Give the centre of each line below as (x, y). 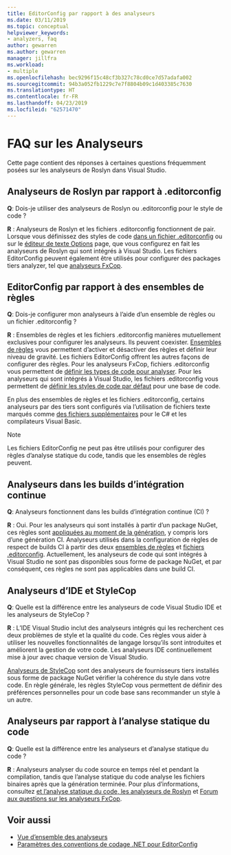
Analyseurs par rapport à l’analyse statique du (109, 721)
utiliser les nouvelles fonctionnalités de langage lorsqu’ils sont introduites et (114, 642)
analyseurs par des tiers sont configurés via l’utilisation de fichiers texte (109, 407)
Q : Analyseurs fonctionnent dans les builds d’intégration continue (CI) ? (108, 512)
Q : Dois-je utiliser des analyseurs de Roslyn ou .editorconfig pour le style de (115, 208)
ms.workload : (26, 65)
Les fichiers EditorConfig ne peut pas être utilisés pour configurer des (106, 448)
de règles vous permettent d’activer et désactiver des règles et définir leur (112, 350)
